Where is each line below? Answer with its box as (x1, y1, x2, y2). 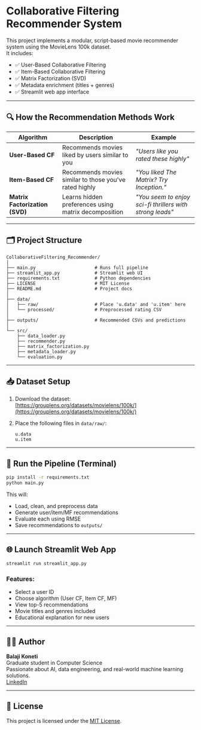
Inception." (135, 183, 167, 191)
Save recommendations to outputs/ (14, 521, 103, 528)
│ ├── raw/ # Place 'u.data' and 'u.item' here (6, 301, 186, 307)
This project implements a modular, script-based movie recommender (6, 37, 178, 44)
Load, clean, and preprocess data (14, 502, 98, 509)
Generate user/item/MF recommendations (14, 509, 118, 516)
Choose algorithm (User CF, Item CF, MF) (14, 594, 117, 602)
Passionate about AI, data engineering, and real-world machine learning (6, 665, 184, 672)
